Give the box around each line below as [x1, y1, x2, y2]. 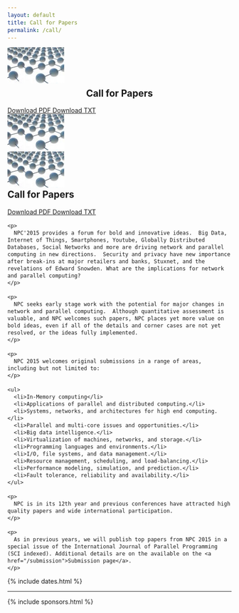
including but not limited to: [7, 364, 100, 372]
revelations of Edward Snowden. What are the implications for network [7, 264, 224, 272]
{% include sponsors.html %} [7, 597, 94, 606]
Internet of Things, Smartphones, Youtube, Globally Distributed [7, 236, 205, 244]
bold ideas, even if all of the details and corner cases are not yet [7, 321, 221, 329]
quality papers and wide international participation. [7, 507, 174, 515]
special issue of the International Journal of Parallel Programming [7, 542, 218, 550]
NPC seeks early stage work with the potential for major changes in [14, 300, 224, 308]
